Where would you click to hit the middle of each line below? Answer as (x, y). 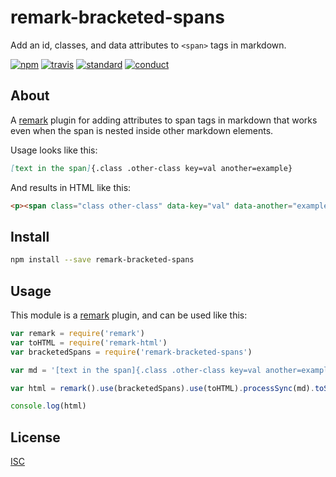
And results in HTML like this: (71, 187)
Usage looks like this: (54, 150)
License (35, 437)
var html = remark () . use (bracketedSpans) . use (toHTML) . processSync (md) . (162, 388)
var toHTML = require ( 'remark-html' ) (89, 342)
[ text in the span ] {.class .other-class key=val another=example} (151, 168)
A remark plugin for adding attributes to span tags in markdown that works (164, 120)
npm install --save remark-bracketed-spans (102, 260)
